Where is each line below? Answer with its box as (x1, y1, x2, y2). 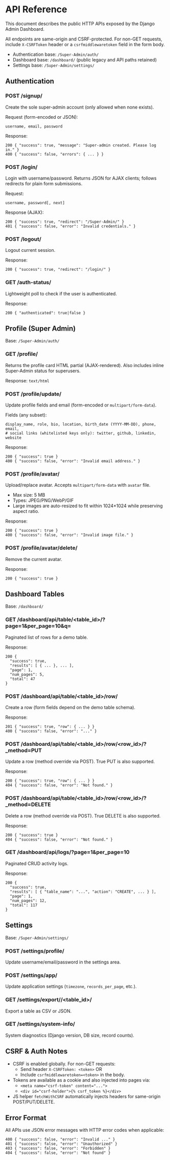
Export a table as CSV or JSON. (5, 1007, 72, 1014)
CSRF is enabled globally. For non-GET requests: (12, 1061, 116, 1067)
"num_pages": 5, (10, 672, 44, 677)
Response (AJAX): (5, 209, 44, 216)
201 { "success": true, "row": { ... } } (5, 724, 95, 729)
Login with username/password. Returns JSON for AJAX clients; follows (5, 175, 157, 181)
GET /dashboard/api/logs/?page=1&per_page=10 (5, 849, 130, 856)
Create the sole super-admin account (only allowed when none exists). (5, 104, 154, 110)
